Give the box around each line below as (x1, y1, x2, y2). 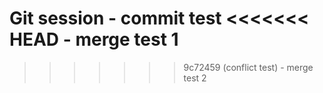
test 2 (183, 72, 207, 84)
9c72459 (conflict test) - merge (183, 61, 314, 73)
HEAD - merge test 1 (9, 28, 179, 51)
